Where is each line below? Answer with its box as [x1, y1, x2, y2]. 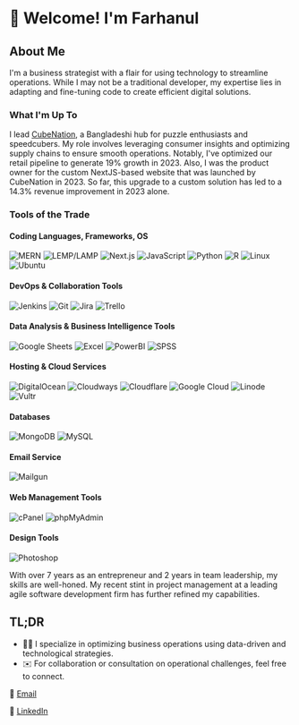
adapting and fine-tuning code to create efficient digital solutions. [9, 87, 252, 97]
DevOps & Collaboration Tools [9, 281, 124, 292]
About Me [9, 44, 65, 59]
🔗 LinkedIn [9, 705, 48, 716]
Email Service [9, 451, 62, 462]
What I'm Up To [9, 108, 78, 121]
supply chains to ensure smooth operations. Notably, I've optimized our [9, 148, 273, 159]
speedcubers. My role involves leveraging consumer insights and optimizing [9, 139, 291, 149]
